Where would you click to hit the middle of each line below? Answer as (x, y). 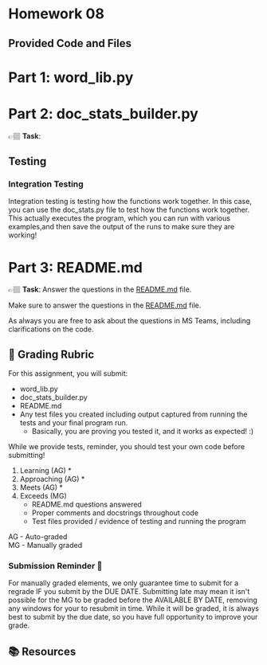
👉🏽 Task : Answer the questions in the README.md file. (100, 289)
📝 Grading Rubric (51, 354)
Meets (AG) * (41, 487)
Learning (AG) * (45, 471)
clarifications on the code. (51, 329)
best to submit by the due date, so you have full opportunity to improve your (133, 617)
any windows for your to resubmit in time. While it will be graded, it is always (133, 608)
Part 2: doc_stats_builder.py (104, 113)
